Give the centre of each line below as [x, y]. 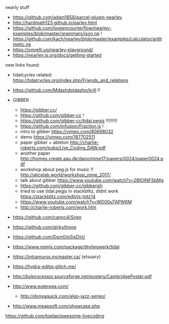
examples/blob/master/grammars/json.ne [56, 33]
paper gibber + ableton [44, 142]
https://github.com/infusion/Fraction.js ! [62, 126]
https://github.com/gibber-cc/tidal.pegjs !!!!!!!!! [69, 121]
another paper [35, 153]
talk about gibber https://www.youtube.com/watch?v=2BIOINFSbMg [92, 180]
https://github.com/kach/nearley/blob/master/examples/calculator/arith [87, 39]
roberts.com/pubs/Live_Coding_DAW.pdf [63, 148]
